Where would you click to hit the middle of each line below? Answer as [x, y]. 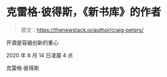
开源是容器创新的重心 [32, 42]
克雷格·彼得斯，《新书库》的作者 [84, 12]
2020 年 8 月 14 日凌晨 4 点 [40, 55]
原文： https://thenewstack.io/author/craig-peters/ [82, 30]
